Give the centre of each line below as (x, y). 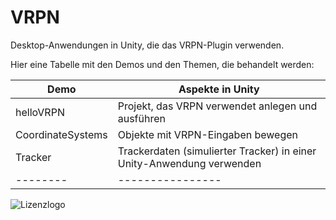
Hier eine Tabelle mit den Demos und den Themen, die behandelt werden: (162, 64)
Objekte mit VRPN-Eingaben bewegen (208, 134)
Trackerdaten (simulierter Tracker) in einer (217, 151)
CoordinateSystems (61, 134)
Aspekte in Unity (219, 89)
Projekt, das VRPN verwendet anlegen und (217, 106)
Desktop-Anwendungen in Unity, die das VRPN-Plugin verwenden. (147, 45)
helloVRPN (40, 112)
